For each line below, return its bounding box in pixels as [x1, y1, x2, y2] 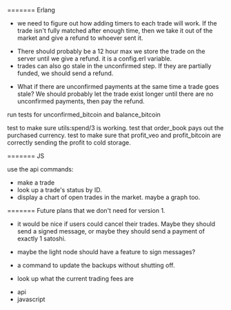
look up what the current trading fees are [17, 275, 134, 282]
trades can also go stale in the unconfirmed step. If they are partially [17, 62, 212, 70]
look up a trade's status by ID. [17, 186, 102, 194]
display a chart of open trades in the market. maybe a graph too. [17, 193, 201, 201]
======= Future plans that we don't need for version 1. [7, 207, 165, 214]
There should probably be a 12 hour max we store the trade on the [17, 48, 205, 55]
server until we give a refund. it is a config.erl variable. [17, 54, 172, 63]
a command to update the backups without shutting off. [17, 261, 175, 269]
